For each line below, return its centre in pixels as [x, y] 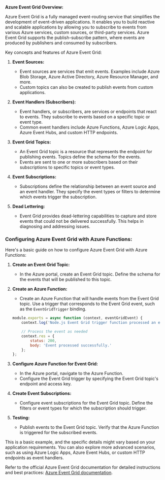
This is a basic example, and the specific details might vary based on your [80, 442]
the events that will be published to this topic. [66, 279]
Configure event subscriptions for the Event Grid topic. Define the [86, 403]
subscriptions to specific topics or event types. [67, 167]
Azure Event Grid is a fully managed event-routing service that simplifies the [82, 17]
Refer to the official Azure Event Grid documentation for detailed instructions [83, 467]
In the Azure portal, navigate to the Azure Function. [71, 374]
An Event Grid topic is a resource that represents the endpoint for [86, 152]
